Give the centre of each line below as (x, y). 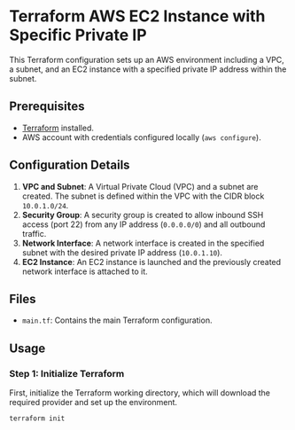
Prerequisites (47, 107)
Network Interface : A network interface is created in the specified (143, 243)
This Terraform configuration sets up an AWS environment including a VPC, (147, 59)
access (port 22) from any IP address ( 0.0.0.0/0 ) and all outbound (144, 224)
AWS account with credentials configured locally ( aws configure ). (141, 137)
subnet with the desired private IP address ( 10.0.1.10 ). (122, 252)
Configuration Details (70, 165)
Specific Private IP (78, 35)
